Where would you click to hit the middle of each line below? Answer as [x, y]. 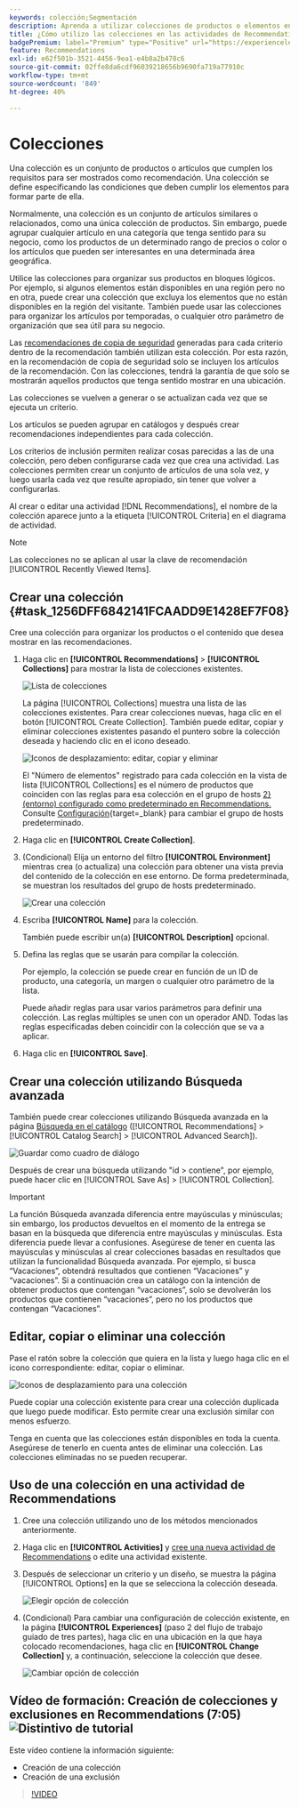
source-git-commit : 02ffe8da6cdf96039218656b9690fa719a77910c [127, 68]
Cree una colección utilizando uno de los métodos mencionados [140, 1520]
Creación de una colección [72, 1767]
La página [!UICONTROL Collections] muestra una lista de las [134, 703]
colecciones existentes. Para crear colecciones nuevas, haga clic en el [152, 713]
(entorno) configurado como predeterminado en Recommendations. [146, 804]
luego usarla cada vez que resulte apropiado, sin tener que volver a [133, 480]
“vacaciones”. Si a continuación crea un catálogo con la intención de [135, 1280]
